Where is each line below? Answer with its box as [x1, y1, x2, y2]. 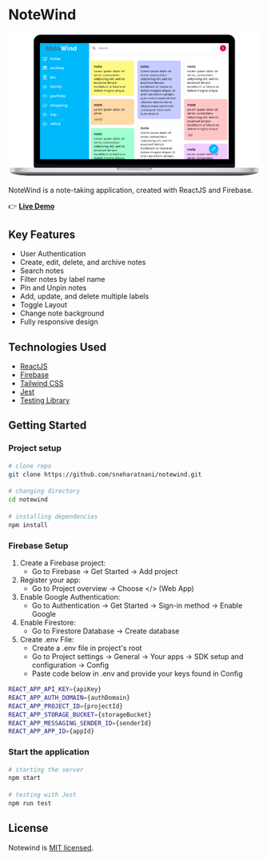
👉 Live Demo [8, 202, 55, 211]
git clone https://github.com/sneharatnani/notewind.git [8, 470, 202, 478]
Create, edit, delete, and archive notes [19, 258, 146, 267]
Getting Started [8, 419, 87, 432]
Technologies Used [8, 340, 106, 354]
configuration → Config [31, 661, 110, 670]
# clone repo [8, 462, 52, 470]
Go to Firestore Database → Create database [31, 626, 180, 636]
